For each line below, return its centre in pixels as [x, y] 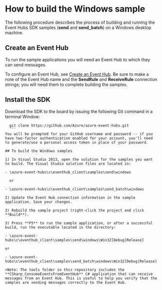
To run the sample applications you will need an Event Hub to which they [78, 60]
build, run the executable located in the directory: [61, 227]
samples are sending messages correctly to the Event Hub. [66, 282]
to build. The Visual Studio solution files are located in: [68, 163]
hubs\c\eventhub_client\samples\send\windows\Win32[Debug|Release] [75, 240]
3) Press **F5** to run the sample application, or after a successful [79, 223]
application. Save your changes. [39, 202]
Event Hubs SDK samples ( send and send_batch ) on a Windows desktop [78, 27]
